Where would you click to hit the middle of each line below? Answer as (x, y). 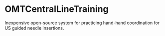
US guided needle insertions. (34, 28)
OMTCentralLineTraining (57, 9)
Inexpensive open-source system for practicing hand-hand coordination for (82, 23)
